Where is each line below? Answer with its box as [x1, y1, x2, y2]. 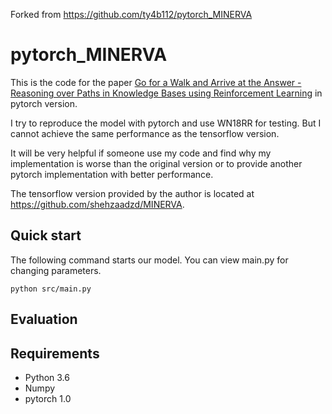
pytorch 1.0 [24, 392, 72, 404]
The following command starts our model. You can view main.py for [10, 254, 289, 266]
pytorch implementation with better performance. [10, 168, 214, 180]
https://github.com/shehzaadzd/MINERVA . [10, 198, 185, 210]
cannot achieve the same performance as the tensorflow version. [10, 127, 280, 139]
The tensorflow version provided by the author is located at [10, 187, 255, 199]
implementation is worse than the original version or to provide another [10, 157, 303, 169]
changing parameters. [10, 264, 102, 276]
